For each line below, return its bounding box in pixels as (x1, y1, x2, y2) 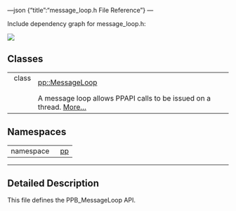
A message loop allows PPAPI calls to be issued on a (37, 93, 211, 103)
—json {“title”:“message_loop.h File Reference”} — (7, 6, 154, 14)
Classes (7, 53, 44, 65)
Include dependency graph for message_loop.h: (7, 20, 146, 27)
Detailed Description (7, 177, 100, 189)
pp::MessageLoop (37, 77, 98, 87)
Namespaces (7, 126, 67, 138)
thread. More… (37, 102, 86, 112)
